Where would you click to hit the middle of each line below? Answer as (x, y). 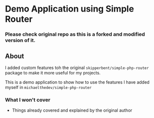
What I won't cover (28, 100)
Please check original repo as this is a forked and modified (75, 34)
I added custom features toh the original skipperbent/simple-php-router (77, 67)
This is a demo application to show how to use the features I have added (77, 82)
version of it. (20, 41)
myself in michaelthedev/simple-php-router (48, 87)
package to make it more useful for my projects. (53, 73)
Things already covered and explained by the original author (72, 110)
